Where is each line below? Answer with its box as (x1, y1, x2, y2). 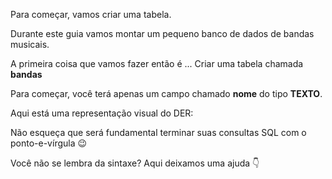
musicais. (10, 39, 50, 50)
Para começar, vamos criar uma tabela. (10, 9, 172, 20)
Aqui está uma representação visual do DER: (10, 107, 194, 119)
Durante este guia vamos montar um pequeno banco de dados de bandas (10, 28, 315, 39)
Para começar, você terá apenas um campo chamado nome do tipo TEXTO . (10, 88, 323, 99)
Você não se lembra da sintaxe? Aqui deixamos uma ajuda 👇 (10, 157, 260, 169)
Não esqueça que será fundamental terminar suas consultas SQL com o (10, 127, 307, 138)
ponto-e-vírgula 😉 (10, 137, 88, 149)
